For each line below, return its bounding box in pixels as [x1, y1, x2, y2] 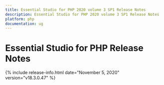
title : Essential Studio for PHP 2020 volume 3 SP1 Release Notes [5, 7, 146, 12]
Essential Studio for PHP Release [5, 43, 144, 54]
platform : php [5, 16, 35, 21]
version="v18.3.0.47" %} [5, 75, 56, 81]
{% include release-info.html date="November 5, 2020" [5, 70, 120, 76]
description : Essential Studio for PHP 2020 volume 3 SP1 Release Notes [5, 12, 160, 17]
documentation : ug [5, 21, 43, 26]
